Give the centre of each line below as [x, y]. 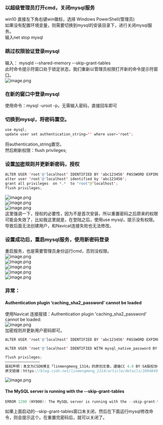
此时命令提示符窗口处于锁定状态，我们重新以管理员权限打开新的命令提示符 [79, 69]
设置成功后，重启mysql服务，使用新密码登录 [57, 240]
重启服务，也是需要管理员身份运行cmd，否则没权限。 [58, 251]
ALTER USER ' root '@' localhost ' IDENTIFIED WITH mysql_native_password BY [81, 349]
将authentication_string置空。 [35, 144]
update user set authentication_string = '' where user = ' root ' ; [69, 134]
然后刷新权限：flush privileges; [36, 150]
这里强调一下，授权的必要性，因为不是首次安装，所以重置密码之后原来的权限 [81, 213]
